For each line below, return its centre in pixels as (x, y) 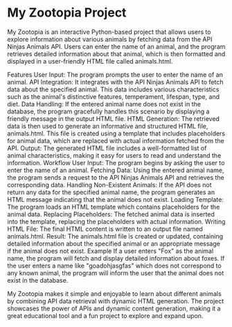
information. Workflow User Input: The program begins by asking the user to (116, 162)
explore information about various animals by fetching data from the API (110, 39)
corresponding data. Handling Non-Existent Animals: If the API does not (109, 185)
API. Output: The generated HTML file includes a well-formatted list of (107, 148)
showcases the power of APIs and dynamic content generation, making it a (114, 308)
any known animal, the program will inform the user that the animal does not (116, 273)
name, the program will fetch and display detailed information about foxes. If (116, 258)
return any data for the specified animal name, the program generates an (111, 192)
